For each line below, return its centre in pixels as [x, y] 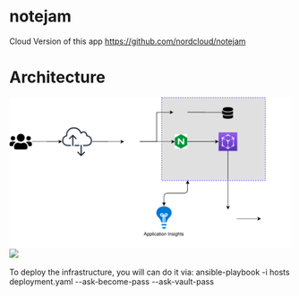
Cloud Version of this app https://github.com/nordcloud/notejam [128, 41]
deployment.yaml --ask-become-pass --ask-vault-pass [112, 282]
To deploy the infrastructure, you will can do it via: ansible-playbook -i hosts [149, 272]
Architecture [57, 77]
